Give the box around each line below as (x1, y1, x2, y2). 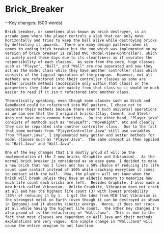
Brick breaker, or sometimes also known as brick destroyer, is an (5, 29, 146, 34)
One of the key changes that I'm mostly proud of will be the (5, 150, 135, 155)
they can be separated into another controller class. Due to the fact (5, 124, 157, 129)
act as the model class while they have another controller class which (5, 68, 157, 73)
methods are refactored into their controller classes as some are (5, 76, 146, 82)
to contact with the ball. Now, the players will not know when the (5, 171, 151, 176)
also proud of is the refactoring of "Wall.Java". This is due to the (5, 210, 155, 215)
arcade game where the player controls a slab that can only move (5, 33, 144, 38)
